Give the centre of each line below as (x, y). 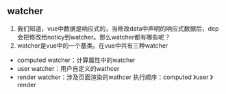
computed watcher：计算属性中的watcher (76, 60)
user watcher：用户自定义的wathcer (68, 68)
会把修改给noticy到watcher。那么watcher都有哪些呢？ (93, 37)
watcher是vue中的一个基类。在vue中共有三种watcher (92, 45)
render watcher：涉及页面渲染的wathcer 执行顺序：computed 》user (113, 77)
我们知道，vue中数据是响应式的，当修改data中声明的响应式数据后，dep (118, 28)
